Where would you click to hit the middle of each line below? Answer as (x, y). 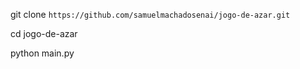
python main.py (42, 53)
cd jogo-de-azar (44, 33)
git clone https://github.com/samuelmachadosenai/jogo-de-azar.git (150, 14)
